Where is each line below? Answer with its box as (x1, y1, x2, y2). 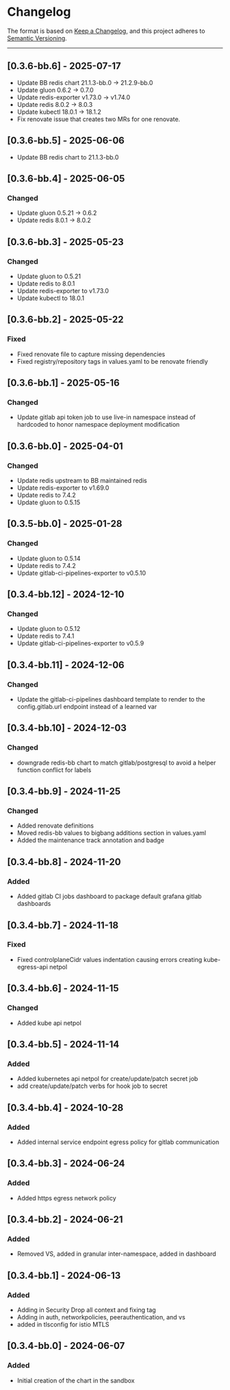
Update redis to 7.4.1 (16, 632, 75, 641)
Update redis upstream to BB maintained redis (16, 477, 147, 484)
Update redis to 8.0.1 (16, 279, 75, 288)
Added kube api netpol (16, 1019, 82, 1027)
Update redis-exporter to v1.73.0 (16, 286, 110, 295)
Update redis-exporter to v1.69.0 (16, 484, 110, 492)
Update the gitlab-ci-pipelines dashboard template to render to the (16, 695, 205, 704)
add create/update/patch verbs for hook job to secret (16, 1082, 168, 1090)
